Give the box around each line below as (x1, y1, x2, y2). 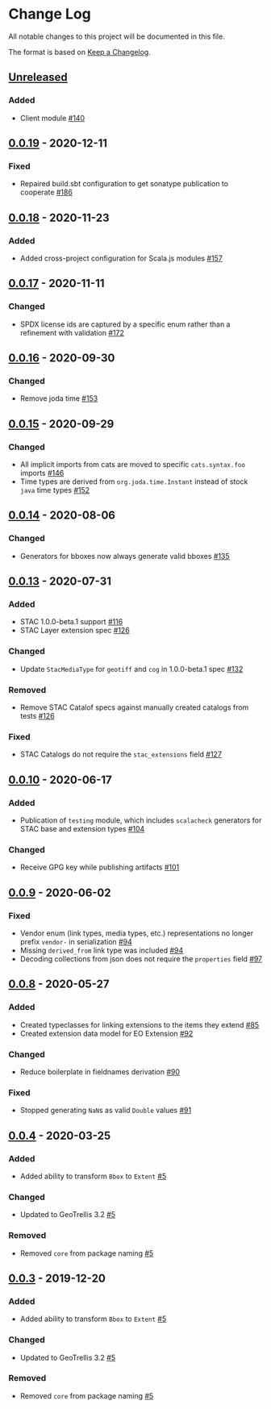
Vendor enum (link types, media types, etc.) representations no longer (19, 928, 254, 938)
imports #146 (19, 469, 65, 478)
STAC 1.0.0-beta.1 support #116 (19, 617, 123, 627)
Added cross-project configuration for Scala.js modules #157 (19, 253, 223, 263)
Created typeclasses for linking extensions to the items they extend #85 (19, 1019, 260, 1029)
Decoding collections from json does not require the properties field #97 (19, 954, 263, 964)
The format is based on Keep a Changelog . (8, 47, 151, 56)
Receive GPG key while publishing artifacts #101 (19, 862, 180, 872)
